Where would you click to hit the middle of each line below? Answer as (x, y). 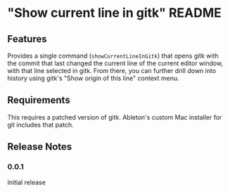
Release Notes (40, 147)
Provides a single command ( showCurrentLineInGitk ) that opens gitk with (113, 56)
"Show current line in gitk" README (114, 13)
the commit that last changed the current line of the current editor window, (115, 63)
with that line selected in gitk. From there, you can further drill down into (112, 71)
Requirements (39, 100)
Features (27, 39)
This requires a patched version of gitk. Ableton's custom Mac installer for (115, 117)
